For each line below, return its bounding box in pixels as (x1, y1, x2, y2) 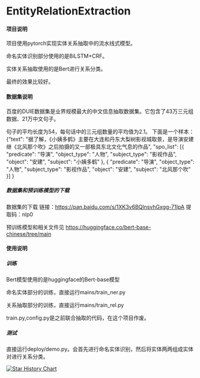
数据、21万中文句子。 (6, 115, 59, 122)
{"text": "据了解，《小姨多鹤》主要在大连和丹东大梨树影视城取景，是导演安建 (6, 135, 194, 143)
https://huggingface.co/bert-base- (65, 223, 151, 231)
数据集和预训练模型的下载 (6, 187, 70, 194)
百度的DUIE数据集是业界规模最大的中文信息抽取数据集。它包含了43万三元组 (6, 107, 194, 115)
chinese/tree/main (6, 230, 52, 237)
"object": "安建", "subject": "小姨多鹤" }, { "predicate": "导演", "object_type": (6, 158, 195, 165)
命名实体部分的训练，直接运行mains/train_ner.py (6, 289, 126, 296)
